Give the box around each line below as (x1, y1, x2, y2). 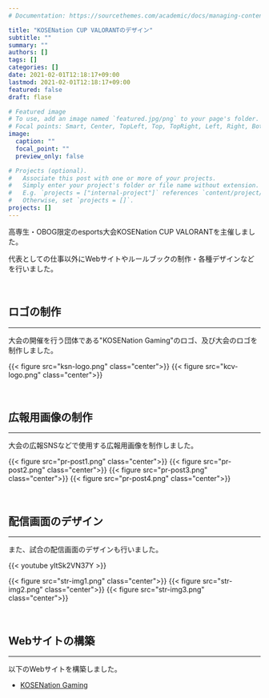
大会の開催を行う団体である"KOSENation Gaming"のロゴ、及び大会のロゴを (8, 335, 258, 345)
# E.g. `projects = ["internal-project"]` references (8, 189, 199, 197)
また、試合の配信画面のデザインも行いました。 (8, 545, 163, 555)
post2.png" (8, 465, 46, 475)
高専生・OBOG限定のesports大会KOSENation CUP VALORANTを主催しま (8, 227, 249, 236)
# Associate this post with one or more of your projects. (8, 174, 217, 183)
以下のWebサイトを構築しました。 (8, 664, 122, 673)
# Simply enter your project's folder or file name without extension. (8, 182, 260, 190)
